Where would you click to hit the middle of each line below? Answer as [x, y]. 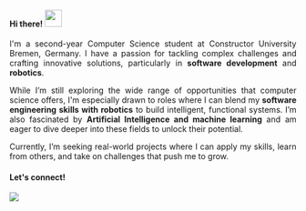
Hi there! [26, 24]
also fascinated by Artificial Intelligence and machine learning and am [153, 119]
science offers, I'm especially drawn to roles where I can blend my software [153, 100]
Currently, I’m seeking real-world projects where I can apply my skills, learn [153, 146]
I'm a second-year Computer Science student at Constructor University [153, 44]
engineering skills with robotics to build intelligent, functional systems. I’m [153, 110]
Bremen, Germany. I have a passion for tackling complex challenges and [153, 54]
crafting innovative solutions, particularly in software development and [153, 63]
